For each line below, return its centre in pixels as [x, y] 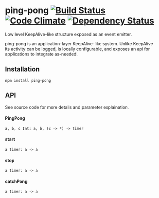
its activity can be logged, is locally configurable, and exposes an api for [78, 49]
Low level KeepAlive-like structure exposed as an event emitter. [69, 34]
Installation [22, 69]
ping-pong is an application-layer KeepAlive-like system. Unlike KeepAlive [79, 43]
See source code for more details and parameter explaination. [67, 107]
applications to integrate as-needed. [41, 54]
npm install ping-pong [28, 80]
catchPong [16, 181]
